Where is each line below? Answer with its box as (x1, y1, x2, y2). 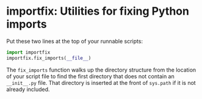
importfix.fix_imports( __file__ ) (6, 55, 92, 61)
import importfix (6, 49, 51, 56)
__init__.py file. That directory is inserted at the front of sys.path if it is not (6, 79, 197, 86)
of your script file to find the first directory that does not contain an (6, 72, 175, 80)
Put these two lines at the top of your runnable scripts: (6, 37, 143, 45)
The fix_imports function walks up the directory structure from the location (6, 66, 197, 73)
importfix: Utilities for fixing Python (6, 4, 189, 18)
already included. (6, 86, 50, 93)
